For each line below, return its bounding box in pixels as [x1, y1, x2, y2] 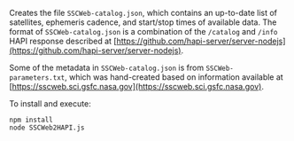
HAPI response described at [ [9, 35, 117, 46]
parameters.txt [9, 74, 66, 82]
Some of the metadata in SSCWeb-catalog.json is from [9, 62, 205, 73]
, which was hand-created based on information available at [65, 72, 283, 82]
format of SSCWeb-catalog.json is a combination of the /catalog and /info [9, 27, 278, 36]
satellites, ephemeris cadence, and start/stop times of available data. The [9, 17, 277, 27]
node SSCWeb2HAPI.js [9, 123, 86, 132]
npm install [9, 115, 53, 124]
